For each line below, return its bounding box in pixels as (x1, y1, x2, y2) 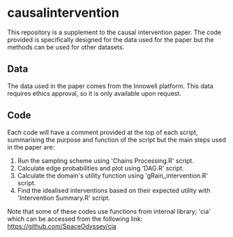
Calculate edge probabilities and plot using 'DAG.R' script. (17, 164, 184, 172)
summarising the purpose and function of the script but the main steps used (7, 135, 227, 144)
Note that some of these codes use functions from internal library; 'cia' (7, 207, 211, 215)
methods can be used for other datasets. (7, 43, 125, 51)
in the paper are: (7, 143, 55, 151)
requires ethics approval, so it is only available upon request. (7, 89, 181, 97)
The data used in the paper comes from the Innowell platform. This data (7, 82, 214, 90)
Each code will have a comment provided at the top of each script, (7, 128, 198, 136)
